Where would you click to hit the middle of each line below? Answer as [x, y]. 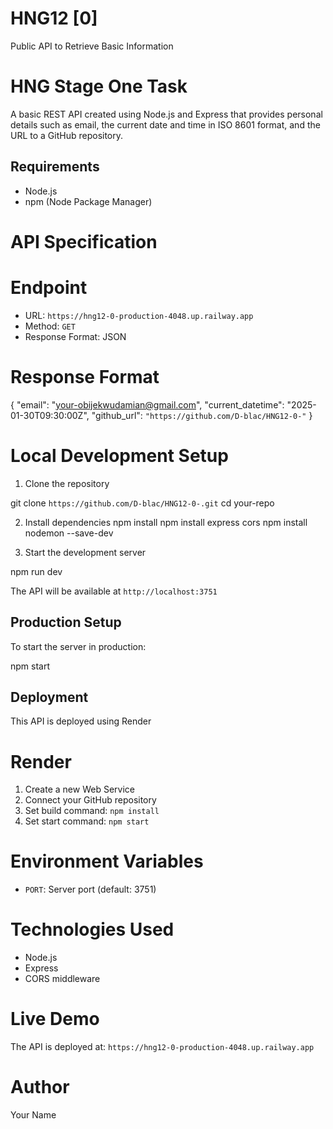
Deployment [49, 697]
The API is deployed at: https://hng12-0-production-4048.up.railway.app [162, 1047]
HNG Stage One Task [99, 86]
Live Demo [55, 1019]
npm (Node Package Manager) [88, 201]
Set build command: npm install [92, 811]
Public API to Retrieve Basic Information [92, 46]
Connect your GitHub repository [90, 800]
